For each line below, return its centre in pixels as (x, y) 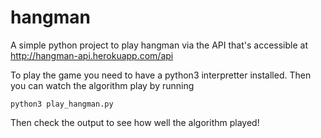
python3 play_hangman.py (62, 104)
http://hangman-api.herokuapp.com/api (92, 55)
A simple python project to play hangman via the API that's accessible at (159, 45)
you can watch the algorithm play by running (102, 85)
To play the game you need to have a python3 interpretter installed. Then (161, 75)
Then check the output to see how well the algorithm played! (135, 122)
